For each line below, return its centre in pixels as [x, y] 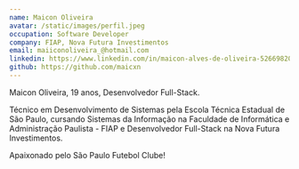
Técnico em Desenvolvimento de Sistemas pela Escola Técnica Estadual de [147, 109]
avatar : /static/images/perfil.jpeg [77, 26]
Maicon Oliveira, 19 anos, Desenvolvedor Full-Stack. [105, 92]
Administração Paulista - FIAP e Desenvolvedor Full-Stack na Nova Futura [145, 128]
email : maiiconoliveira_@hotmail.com [79, 51]
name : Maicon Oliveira [51, 17]
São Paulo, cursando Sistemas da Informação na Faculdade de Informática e [149, 119]
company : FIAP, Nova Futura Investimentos [89, 42]
